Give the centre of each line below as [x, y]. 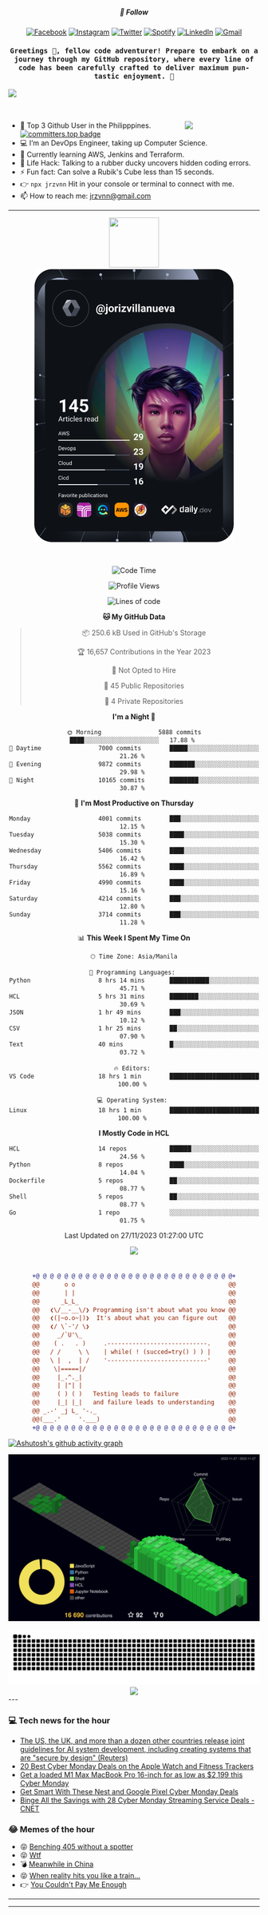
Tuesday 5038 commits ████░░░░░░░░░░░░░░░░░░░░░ [134, 835]
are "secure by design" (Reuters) [74, 1758]
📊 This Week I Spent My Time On [134, 938]
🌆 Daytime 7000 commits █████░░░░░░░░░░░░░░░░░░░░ [134, 749]
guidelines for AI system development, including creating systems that [135, 1750]
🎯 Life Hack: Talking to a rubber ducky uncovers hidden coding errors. [135, 163]
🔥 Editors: [132, 1069]
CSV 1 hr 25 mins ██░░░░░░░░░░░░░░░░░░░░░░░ [134, 1029]
